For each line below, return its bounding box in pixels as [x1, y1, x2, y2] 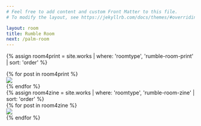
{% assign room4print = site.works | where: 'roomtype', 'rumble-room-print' [6, 53, 194, 60]
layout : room [6, 25, 39, 31]
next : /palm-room [6, 36, 50, 42]
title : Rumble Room [6, 30, 55, 36]
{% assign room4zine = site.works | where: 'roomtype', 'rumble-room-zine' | [6, 89, 195, 96]
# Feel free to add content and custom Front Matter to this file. [6, 8, 178, 15]
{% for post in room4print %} [6, 70, 78, 78]
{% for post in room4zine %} [6, 102, 77, 109]
